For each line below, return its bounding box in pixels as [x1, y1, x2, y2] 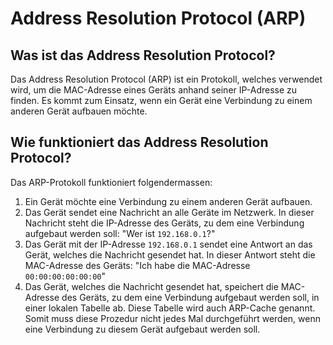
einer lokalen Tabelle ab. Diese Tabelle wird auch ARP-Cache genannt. [24, 302, 316, 314]
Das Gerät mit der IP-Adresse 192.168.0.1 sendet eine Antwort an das [24, 238, 313, 250]
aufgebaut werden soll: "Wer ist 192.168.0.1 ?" [24, 227, 216, 239]
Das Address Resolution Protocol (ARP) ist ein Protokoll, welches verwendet [10, 73, 323, 85]
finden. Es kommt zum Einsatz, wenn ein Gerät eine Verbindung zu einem [10, 95, 313, 106]
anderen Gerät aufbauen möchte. [10, 105, 148, 117]
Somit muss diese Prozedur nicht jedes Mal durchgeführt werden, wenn [24, 312, 321, 324]
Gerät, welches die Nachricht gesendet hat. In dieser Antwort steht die [24, 248, 316, 261]
